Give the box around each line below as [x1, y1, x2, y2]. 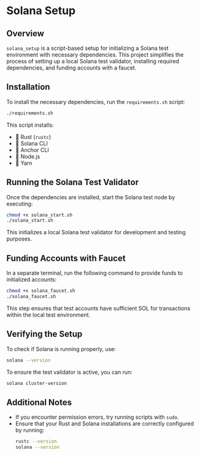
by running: [15, 427, 45, 434]
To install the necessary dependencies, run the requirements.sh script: [6, 98, 185, 105]
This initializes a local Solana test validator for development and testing [6, 229, 186, 236]
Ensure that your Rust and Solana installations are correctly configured [15, 420, 194, 427]
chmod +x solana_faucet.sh [6, 288, 75, 294]
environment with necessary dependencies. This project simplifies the [6, 51, 184, 58]
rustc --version [15, 438, 57, 445]
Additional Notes [6, 397, 72, 408]
